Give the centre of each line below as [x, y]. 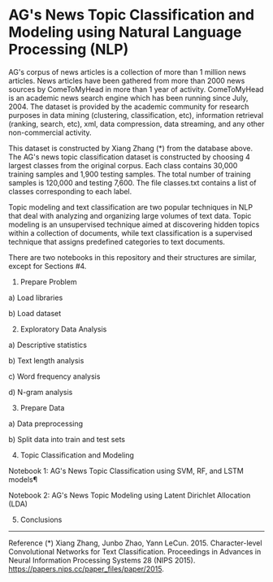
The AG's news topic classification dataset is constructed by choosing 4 [129, 157]
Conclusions [41, 519]
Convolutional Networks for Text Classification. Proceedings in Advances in [135, 551]
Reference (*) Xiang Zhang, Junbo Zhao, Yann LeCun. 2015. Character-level [135, 543]
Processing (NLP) [69, 50]
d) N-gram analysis [41, 392]
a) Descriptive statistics [48, 345]
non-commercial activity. [50, 132]
